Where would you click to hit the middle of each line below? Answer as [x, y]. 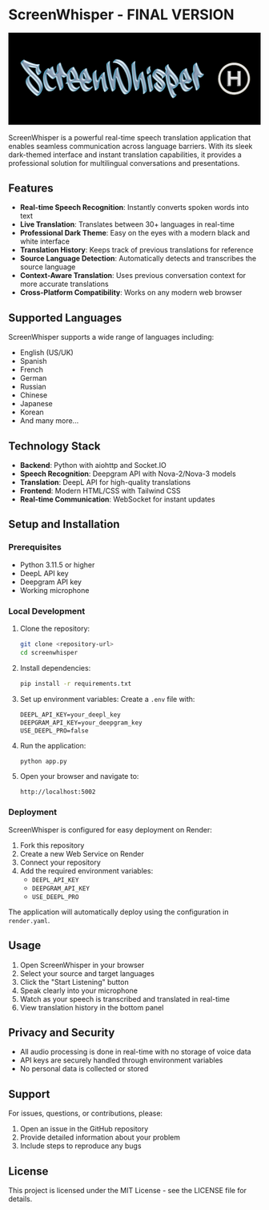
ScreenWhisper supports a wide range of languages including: [111, 337]
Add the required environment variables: [86, 870]
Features [31, 188]
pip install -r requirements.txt [76, 684]
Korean [32, 412]
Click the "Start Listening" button [74, 982]
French [32, 369]
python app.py [43, 761]
